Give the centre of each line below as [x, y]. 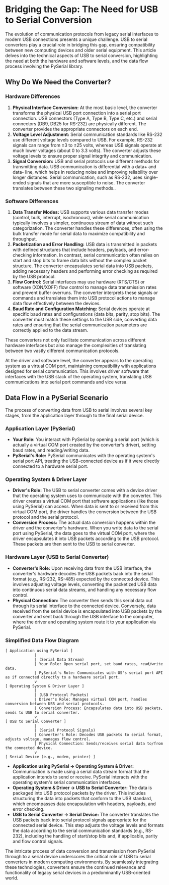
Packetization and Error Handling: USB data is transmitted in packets [85, 244]
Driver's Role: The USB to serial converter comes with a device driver [85, 490]
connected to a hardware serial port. [50, 466]
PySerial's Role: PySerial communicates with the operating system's [83, 456]
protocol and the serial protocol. [46, 517]
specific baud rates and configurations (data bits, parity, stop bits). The [86, 314]
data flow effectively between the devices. [57, 303]
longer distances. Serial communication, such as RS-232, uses [77, 177]
